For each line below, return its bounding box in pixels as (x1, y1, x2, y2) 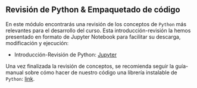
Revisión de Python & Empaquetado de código (5, 5, 180, 15)
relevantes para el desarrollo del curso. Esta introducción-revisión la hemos (5, 27, 191, 34)
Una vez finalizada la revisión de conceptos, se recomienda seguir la (5, 62, 174, 70)
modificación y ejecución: (5, 39, 69, 46)
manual (5, 68, 24, 76)
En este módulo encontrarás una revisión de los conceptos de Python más (5, 20, 187, 27)
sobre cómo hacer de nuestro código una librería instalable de (24, 68, 177, 76)
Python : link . (5, 75, 35, 82)
